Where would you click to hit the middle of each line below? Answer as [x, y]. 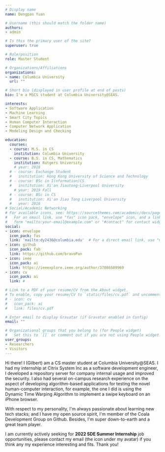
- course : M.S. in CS [32, 149]
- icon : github [21, 245]
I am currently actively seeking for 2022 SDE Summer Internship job [75, 434]
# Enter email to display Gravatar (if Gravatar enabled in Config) [77, 317]
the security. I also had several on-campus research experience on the [77, 378]
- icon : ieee [18, 258]
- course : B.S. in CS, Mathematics [46, 158]
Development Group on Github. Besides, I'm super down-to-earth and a [78, 419]
